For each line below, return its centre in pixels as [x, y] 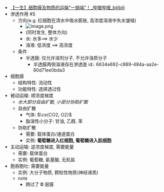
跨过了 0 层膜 [39, 184]
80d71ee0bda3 [49, 70]
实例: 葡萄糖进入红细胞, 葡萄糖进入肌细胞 [68, 140]
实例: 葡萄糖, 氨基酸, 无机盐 [46, 160]
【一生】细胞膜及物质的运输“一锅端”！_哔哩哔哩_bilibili [67, 7]
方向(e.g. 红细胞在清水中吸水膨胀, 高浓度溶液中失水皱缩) [77, 20]
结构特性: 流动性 [35, 83]
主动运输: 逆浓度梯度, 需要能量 [42, 147]
